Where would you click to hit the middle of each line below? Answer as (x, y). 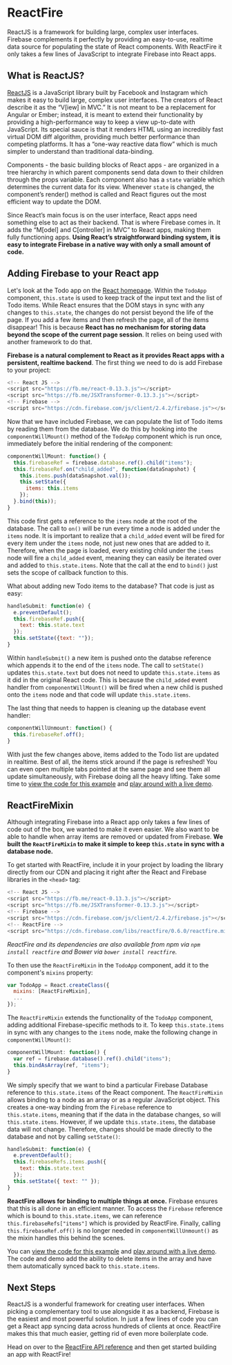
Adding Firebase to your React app (83, 274)
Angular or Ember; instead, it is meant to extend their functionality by (105, 114)
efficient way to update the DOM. (54, 202)
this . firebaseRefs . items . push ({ (60, 1162)
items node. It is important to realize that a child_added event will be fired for (116, 535)
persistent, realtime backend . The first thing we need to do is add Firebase (115, 362)
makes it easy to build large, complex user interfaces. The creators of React (115, 100)
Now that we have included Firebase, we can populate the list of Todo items (115, 421)
